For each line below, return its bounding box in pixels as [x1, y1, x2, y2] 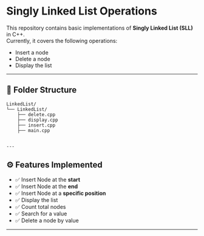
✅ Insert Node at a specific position [15, 189, 106, 197]
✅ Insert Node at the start [15, 175, 81, 183]
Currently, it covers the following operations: [6, 37, 118, 44]
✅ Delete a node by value [15, 217, 79, 224]
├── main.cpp [17, 127, 50, 134]
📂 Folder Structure [6, 85, 77, 95]
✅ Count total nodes [15, 203, 66, 210]
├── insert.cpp [17, 122, 56, 128]
